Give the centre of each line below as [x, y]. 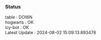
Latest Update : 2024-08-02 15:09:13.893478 [50, 33]
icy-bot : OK [17, 27]
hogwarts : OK [19, 22]
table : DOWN [19, 17]
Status [13, 7]
